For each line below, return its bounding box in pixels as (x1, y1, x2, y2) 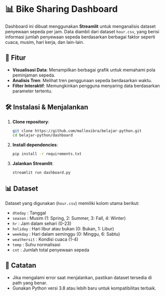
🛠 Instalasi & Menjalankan (5, 103, 88, 111)
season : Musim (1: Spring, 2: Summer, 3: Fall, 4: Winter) (12, 215, 126, 221)
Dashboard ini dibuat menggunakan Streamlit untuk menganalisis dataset (5, 23, 156, 29)
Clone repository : (12, 118, 50, 124)
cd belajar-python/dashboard (12, 133, 73, 138)
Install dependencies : (12, 142, 58, 148)
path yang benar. (12, 280, 47, 286)
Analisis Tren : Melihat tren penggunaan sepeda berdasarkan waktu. (12, 77, 153, 83)
